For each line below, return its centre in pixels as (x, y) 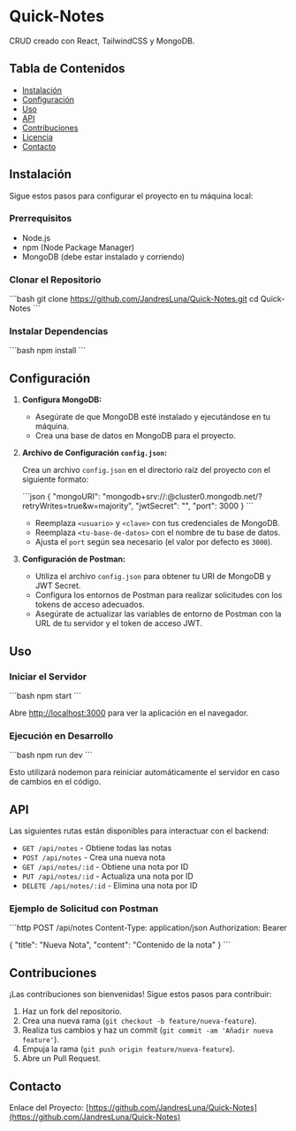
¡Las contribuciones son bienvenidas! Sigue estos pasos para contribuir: (140, 995)
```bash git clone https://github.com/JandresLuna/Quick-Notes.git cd (134, 299)
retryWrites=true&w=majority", (78, 506)
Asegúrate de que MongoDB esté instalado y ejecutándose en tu (153, 417)
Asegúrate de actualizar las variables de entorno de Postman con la (158, 614)
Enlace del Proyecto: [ (49, 1107)
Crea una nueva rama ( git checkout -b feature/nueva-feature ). (139, 1021)
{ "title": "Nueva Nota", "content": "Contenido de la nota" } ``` (120, 945)
